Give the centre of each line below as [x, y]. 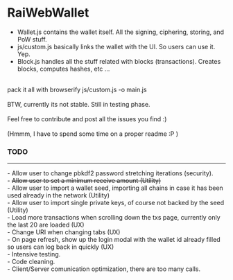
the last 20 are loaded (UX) [46, 225]
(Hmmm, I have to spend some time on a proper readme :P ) [93, 134]
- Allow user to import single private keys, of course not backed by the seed [116, 203]
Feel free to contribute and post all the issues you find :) [87, 119]
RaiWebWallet [48, 13]
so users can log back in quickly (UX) [61, 247]
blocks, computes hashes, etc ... [63, 69]
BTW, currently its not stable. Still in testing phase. [79, 104]
